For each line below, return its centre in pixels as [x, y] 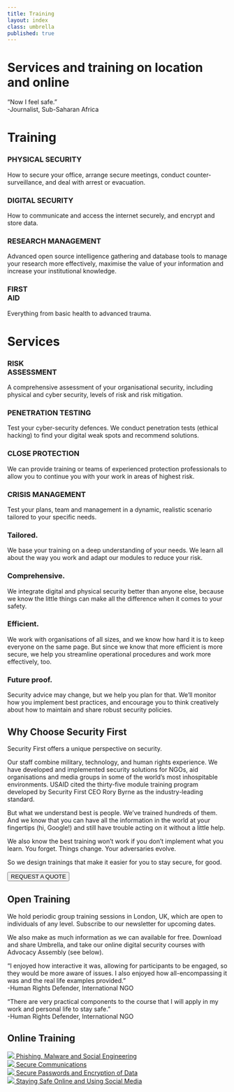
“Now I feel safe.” [32, 102]
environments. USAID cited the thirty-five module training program [103, 784]
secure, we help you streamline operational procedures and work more [109, 654]
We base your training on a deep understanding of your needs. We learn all [115, 550]
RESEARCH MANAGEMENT [54, 240]
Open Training [39, 899]
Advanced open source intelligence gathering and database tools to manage [117, 257]
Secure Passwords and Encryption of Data [77, 1072]
